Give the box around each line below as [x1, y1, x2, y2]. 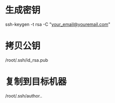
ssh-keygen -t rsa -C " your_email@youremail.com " [5, 21, 110, 27]
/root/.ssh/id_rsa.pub [5, 57, 48, 63]
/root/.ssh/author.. [5, 93, 42, 99]
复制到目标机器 [5, 76, 67, 88]
